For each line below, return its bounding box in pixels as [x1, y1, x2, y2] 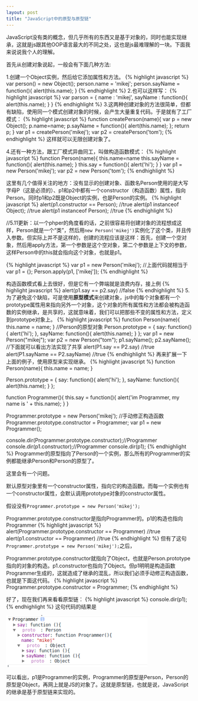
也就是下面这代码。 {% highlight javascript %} [6, 576, 118, 584]
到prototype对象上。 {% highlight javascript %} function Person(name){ [6, 316, 180, 323]
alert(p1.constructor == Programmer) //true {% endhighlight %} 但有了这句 [6, 534, 187, 542]
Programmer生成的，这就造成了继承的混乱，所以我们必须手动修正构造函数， [6, 569, 192, 576]
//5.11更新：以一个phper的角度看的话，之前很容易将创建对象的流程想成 [6, 219, 177, 226]
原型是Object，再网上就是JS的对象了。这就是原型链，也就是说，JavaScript [6, 681, 189, 688]
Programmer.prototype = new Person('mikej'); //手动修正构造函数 [6, 412, 164, 419]
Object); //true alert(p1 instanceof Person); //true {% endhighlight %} [6, 207, 173, 214]
